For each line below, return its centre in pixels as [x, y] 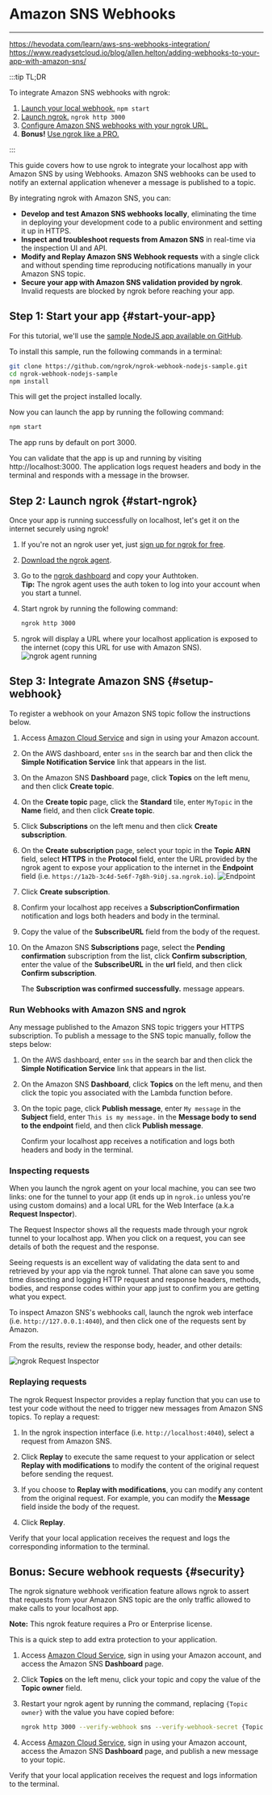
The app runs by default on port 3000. [73, 443]
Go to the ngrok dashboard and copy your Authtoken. [109, 576]
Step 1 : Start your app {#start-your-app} [113, 316]
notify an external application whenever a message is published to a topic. [133, 182]
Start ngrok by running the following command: [99, 609]
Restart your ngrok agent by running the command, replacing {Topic [134, 1704]
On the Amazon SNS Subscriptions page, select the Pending [123, 947]
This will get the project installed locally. [75, 397]
